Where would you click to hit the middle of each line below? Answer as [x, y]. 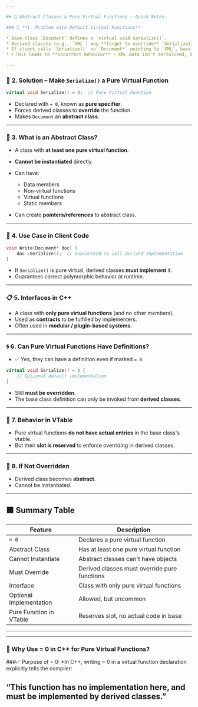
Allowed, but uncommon [112, 599]
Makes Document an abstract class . [57, 116]
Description [134, 530]
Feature [41, 530]
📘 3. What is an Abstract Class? [52, 138]
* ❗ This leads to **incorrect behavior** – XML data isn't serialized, [97, 55]
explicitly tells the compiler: [39, 669]
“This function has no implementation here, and [96, 687]
